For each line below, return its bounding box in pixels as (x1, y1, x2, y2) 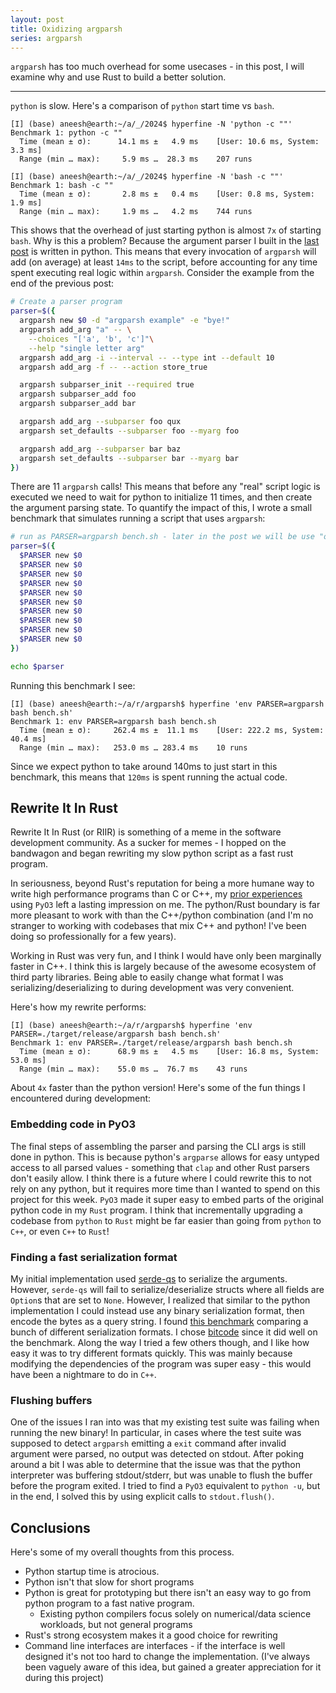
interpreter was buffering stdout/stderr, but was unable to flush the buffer (10, 1469, 313, 1481)
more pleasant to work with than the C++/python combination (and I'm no (10, 909, 314, 921)
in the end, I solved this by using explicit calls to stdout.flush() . (10, 1491, 275, 1503)
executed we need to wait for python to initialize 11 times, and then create (10, 491, 313, 503)
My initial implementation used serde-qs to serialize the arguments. (10, 1273, 288, 1285)
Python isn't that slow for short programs (24, 1576, 195, 1588)
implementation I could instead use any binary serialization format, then (10, 1305, 305, 1317)
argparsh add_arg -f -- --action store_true (19, 362, 208, 372)
